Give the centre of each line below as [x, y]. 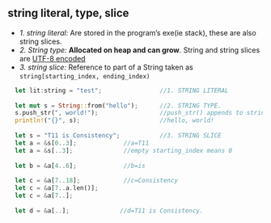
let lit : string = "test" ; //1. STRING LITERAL [122, 90]
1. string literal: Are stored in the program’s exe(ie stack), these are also [138, 32]
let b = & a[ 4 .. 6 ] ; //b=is [80, 166]
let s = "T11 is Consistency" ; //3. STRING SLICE [118, 136]
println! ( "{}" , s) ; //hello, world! [115, 120]
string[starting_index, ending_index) [85, 76]
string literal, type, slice [68, 13]
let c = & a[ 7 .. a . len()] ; [57, 188]
